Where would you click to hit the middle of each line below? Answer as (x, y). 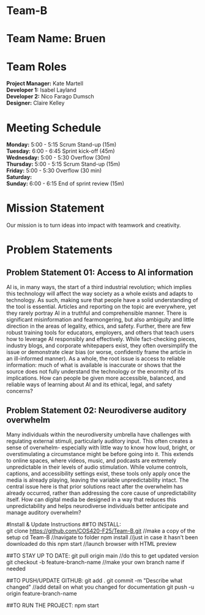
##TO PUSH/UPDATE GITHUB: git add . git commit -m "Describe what (95, 580)
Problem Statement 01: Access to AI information (100, 272)
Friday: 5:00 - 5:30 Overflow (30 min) (54, 171)
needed (16, 569)
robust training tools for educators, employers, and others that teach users (100, 333)
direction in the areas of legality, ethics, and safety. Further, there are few (99, 326)
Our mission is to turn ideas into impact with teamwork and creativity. (94, 225)
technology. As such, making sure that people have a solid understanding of (102, 300)
